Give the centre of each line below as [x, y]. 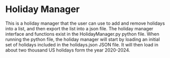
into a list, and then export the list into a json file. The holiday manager [79, 28]
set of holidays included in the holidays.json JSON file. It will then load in [82, 44]
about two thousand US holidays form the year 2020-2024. [68, 50]
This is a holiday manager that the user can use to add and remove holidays [85, 23]
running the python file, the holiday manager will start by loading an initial [83, 39]
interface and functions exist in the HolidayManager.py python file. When [82, 34]
